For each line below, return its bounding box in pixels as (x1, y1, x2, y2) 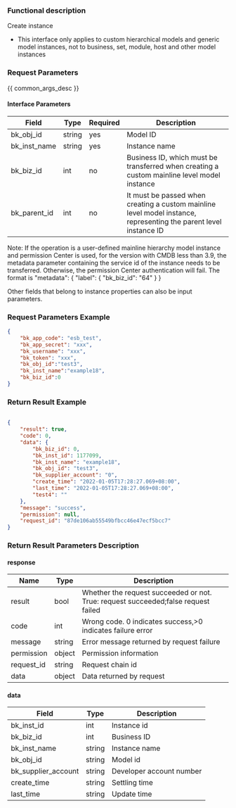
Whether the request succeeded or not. (81, 588, 212, 598)
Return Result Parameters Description (7, 541, 139, 550)
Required (88, 118, 121, 127)
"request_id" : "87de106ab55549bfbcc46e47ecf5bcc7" (20, 517, 171, 524)
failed (81, 605, 100, 615)
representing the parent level (126, 217, 222, 227)
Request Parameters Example (7, 312, 110, 322)
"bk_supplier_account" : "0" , (32, 472, 118, 479)
